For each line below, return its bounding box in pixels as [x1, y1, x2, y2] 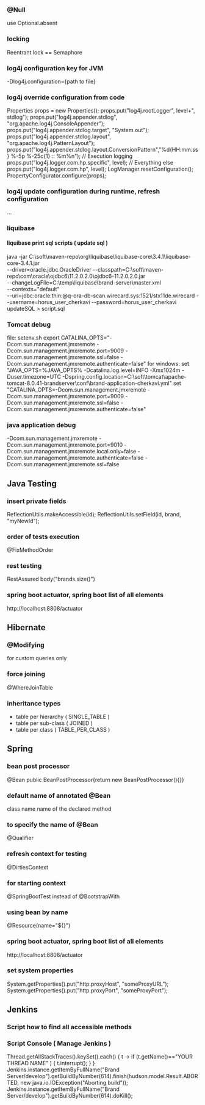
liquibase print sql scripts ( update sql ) [7, 239, 109, 247]
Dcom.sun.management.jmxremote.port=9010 [7, 441, 123, 448]
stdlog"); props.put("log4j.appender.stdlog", [7, 113, 118, 121]
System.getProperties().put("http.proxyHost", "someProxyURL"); [7, 980, 169, 988]
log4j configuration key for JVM [7, 64, 104, 72]
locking [7, 35, 30, 43]
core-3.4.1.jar [7, 259, 40, 267]
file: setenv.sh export [7, 333, 60, 341]
